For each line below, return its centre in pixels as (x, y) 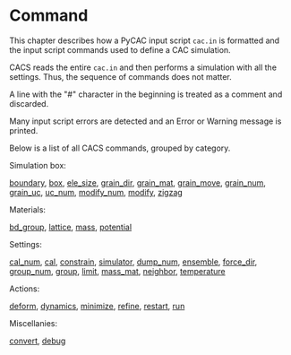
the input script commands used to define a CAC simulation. (120, 49)
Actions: (25, 289)
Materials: (28, 209)
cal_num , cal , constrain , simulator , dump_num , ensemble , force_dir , (133, 262)
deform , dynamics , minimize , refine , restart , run (97, 306)
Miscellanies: (34, 323)
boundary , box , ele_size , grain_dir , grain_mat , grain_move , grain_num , (138, 182)
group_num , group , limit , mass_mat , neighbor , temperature (117, 271)
